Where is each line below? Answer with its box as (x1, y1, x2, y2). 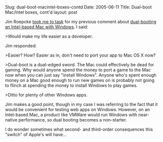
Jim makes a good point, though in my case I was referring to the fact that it (5, 101, 158, 107)
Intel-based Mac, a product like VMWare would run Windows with (5, 112, 138, 118)
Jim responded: (5, 43, 37, 48)
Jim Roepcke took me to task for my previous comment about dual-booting (5, 19, 157, 24)
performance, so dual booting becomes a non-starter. (18, 117, 127, 122)
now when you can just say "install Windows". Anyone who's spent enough (5, 72, 157, 78)
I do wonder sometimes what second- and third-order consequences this (5, 126, 153, 132)
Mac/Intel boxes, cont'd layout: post (5, 9, 77, 15)
